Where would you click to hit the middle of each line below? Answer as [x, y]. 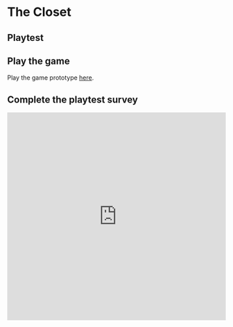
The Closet [39, 12]
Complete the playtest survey [73, 99]
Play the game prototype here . [51, 78]
